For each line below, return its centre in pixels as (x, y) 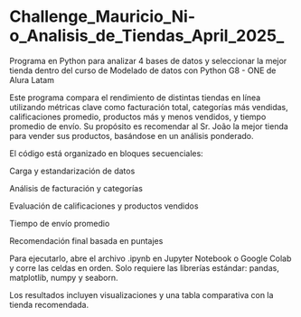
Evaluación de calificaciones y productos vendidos (104, 206)
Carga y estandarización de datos (72, 171)
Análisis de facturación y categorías (76, 188)
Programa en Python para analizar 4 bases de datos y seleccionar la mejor (148, 61)
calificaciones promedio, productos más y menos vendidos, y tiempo (138, 117)
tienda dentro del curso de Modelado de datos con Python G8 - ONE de (143, 70)
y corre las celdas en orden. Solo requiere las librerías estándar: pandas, (145, 267)
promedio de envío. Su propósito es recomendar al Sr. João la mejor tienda (149, 126)
